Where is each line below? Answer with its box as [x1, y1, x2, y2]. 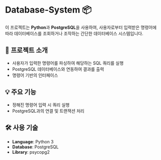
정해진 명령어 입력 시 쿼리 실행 [12, 101, 70, 108]
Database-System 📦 [5, 4, 92, 16]
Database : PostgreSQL [12, 144, 59, 150]
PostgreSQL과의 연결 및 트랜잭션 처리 [12, 108, 84, 114]
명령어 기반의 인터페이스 [12, 72, 59, 78]
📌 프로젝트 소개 [5, 46, 48, 55]
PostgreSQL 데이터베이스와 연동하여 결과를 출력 [12, 66, 104, 72]
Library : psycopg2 [12, 149, 50, 155]
